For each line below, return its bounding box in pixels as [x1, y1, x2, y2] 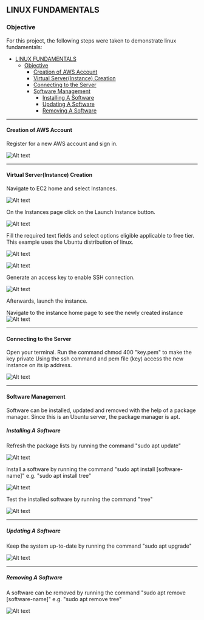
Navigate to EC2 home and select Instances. [6, 185, 117, 192]
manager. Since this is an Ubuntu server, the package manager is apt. [6, 413, 180, 420]
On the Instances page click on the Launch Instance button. [6, 208, 156, 216]
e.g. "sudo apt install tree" [25, 472, 92, 480]
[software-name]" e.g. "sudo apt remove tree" [6, 596, 122, 603]
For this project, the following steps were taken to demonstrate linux [6, 36, 177, 44]
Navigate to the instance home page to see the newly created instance [6, 309, 183, 317]
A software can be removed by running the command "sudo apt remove [6, 589, 186, 596]
